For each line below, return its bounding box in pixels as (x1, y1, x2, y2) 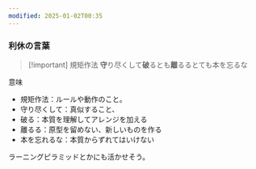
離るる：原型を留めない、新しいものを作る (19, 125, 162, 134)
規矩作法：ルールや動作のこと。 (19, 94, 127, 104)
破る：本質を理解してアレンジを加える (19, 114, 148, 124)
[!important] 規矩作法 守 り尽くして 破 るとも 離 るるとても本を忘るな (27, 60, 248, 70)
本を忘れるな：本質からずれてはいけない (19, 134, 155, 144)
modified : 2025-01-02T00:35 (8, 11, 103, 20)
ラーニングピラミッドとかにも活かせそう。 (8, 151, 150, 162)
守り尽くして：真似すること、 (19, 104, 120, 114)
